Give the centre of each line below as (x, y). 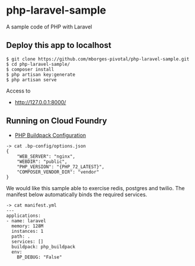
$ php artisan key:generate (41, 75)
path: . (21, 236)
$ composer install (30, 69)
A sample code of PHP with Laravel (49, 27)
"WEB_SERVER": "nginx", (46, 156)
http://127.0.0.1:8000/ (40, 102)
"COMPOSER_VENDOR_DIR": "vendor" (58, 172)
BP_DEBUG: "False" (39, 257)
